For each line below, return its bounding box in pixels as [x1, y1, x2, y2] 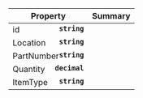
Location [12, 37, 46, 48]
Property [30, 11, 67, 21]
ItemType [12, 77, 49, 87]
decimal [54, 64, 84, 72]
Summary [92, 11, 131, 21]
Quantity [12, 64, 45, 75]
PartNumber [12, 50, 59, 62]
